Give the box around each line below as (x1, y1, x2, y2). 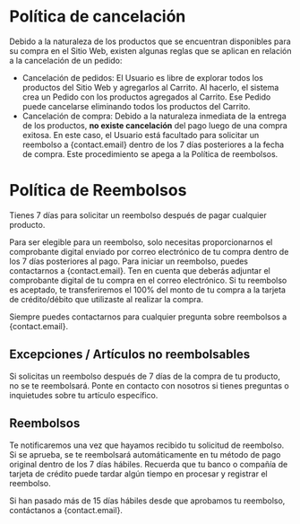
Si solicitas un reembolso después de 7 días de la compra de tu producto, (9, 371, 280, 381)
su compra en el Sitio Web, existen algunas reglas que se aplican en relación (9, 45, 292, 56)
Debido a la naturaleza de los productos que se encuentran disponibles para (9, 36, 291, 47)
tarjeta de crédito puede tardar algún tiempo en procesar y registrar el (9, 468, 268, 479)
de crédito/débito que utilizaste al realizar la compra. (9, 293, 204, 304)
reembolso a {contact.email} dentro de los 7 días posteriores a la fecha (21, 139, 285, 150)
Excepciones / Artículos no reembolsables (9, 347, 251, 362)
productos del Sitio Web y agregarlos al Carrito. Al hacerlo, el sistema (21, 82, 279, 92)
